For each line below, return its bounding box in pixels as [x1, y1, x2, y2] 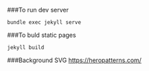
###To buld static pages [7, 31, 77, 39]
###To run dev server [7, 6, 69, 14]
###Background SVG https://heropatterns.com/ [7, 56, 142, 64]
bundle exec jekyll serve [7, 19, 81, 26]
